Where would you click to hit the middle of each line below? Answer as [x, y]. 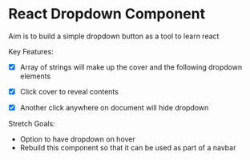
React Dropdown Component [107, 14]
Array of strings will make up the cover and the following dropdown [131, 67]
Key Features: [31, 51]
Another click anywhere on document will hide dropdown [114, 108]
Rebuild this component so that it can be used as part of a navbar [128, 148]
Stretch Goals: [32, 124]
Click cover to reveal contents [69, 92]
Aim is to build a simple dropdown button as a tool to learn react [114, 36]
